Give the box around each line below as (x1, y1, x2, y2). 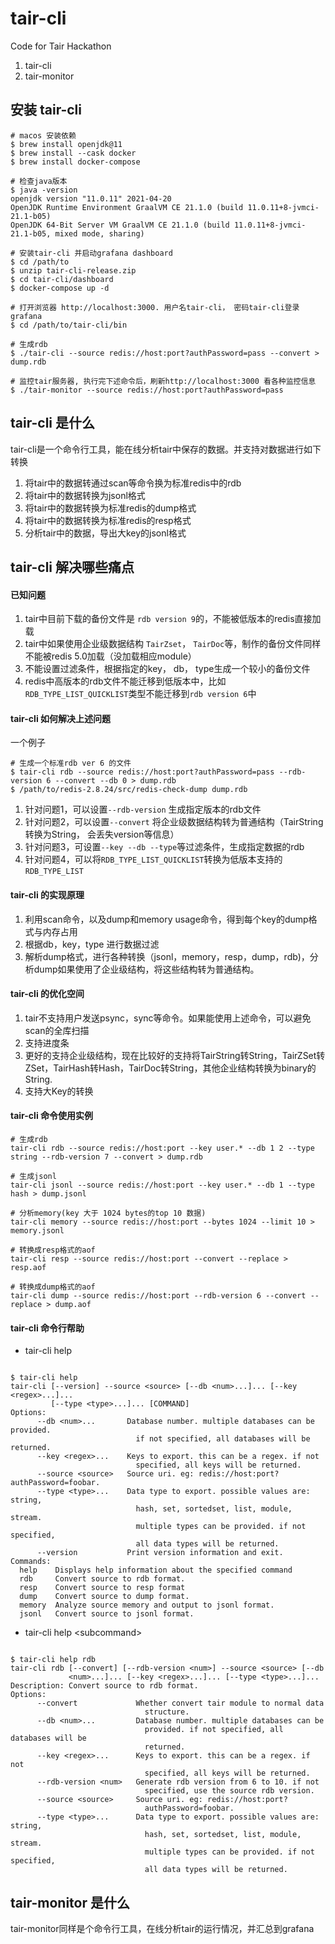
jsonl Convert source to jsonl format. (19, 1609, 195, 1619)
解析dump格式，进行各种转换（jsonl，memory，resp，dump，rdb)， (24, 950, 310, 962)
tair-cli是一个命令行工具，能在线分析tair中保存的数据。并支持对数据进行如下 (10, 443, 322, 455)
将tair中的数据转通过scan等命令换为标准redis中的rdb (24, 477, 242, 489)
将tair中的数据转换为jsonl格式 (24, 489, 146, 501)
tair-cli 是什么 (10, 415, 95, 432)
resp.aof (10, 1262, 47, 1272)
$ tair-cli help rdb (10, 1655, 97, 1665)
